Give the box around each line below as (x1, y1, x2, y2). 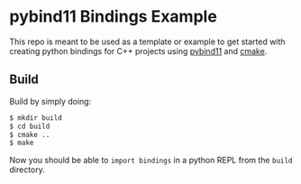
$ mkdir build (9, 113, 63, 123)
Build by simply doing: (9, 96, 92, 106)
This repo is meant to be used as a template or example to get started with (9, 36, 286, 47)
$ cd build (9, 122, 50, 131)
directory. (9, 164, 45, 175)
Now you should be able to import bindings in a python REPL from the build (9, 155, 293, 166)
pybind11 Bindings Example (9, 6, 218, 27)
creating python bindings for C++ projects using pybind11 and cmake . (9, 45, 268, 56)
